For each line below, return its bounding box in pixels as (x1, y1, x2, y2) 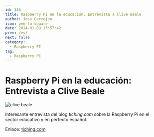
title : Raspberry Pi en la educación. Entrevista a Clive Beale (5, 12, 142, 17)
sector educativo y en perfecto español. (5, 117, 87, 123)
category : (5, 40, 26, 45)
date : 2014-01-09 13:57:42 (5, 26, 61, 31)
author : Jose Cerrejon (5, 16, 52, 21)
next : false (5, 35, 30, 40)
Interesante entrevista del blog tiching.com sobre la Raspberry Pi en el (5, 111, 150, 117)
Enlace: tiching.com (5, 126, 46, 132)
